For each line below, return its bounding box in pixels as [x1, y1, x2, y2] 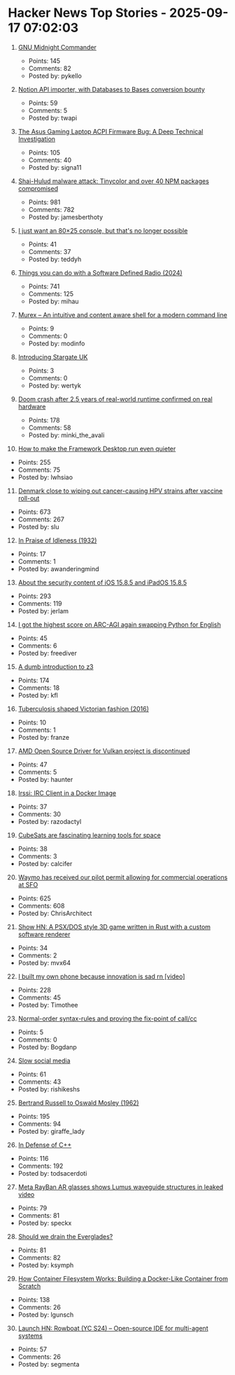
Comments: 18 [17, 683, 60, 692]
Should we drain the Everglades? [17, 1232, 113, 1240]
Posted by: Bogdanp [17, 1042, 78, 1051]
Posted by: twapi [28, 114, 78, 122]
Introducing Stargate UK [17, 352, 88, 361]
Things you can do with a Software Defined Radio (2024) [17, 268, 183, 277]
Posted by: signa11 [28, 163, 82, 171]
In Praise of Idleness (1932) [17, 536, 97, 545]
